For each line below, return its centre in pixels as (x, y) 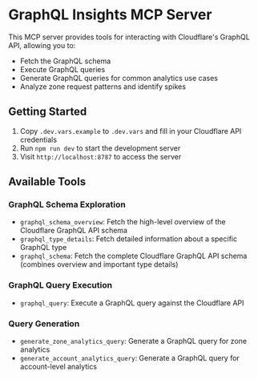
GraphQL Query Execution (60, 285)
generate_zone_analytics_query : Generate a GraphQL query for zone (133, 341)
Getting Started (48, 112)
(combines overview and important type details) (99, 264)
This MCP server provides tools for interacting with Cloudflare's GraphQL (129, 37)
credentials (38, 139)
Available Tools (47, 182)
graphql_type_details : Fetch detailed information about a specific (129, 239)
